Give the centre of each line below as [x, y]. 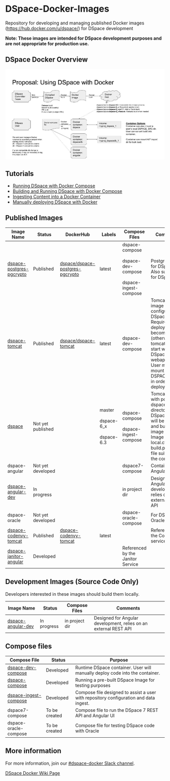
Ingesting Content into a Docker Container [56, 197]
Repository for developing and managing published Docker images [75, 23]
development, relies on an [121, 623]
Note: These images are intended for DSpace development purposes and [83, 38]
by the [129, 554]
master [107, 410]
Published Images [34, 218]
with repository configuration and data [115, 698]
